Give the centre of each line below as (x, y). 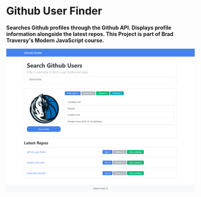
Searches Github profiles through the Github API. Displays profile (89, 28)
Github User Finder (54, 11)
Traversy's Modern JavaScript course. (55, 40)
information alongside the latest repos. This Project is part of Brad (90, 34)
